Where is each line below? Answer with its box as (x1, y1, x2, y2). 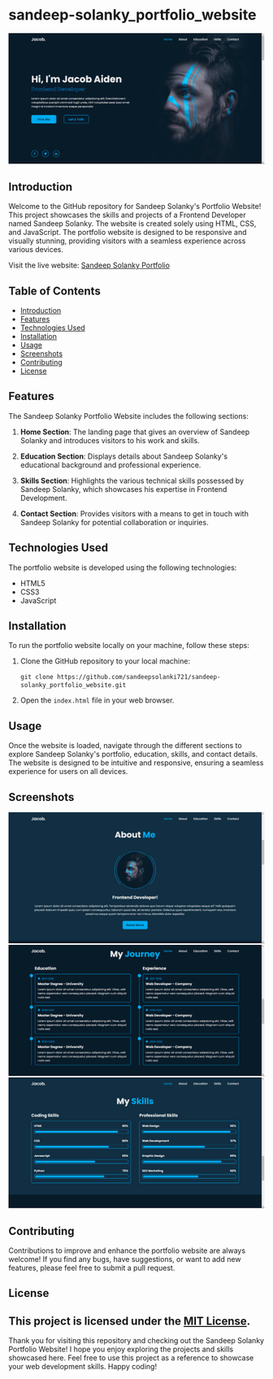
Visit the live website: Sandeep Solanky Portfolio (8, 260, 171, 270)
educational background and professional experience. (19, 459, 201, 469)
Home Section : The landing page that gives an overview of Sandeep (19, 427, 250, 437)
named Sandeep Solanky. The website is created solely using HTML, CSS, (8, 219, 257, 228)
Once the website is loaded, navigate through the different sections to (8, 741, 242, 750)
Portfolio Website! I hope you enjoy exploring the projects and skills (8, 1344, 234, 1355)
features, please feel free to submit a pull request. (8, 1263, 175, 1273)
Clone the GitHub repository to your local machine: (19, 656, 191, 666)
